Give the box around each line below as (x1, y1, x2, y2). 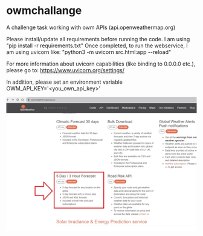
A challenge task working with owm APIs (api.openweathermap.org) (6, 24, 176, 31)
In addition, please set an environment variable (6, 78, 123, 86)
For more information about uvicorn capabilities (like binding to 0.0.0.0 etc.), (6, 60, 196, 67)
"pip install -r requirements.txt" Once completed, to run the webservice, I (6, 42, 188, 49)
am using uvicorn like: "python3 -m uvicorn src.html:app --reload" (6, 48, 172, 55)
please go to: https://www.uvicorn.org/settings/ (6, 66, 125, 73)
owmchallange (6, 4, 82, 18)
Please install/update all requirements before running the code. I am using (6, 35, 190, 42)
